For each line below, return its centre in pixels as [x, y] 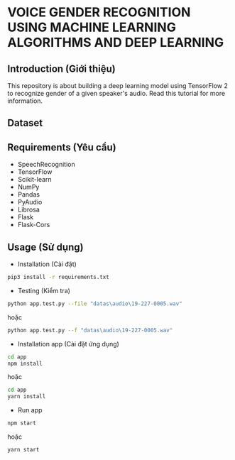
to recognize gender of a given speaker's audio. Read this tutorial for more [116, 93]
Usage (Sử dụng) [45, 247]
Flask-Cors [34, 225]
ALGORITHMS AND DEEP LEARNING [116, 43]
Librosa [29, 209]
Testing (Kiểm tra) [44, 290]
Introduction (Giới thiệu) [61, 69]
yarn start [23, 450]
